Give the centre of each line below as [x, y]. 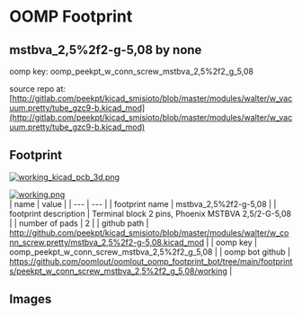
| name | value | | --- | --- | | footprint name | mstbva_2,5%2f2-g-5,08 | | [143, 203]
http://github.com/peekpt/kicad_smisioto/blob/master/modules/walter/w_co [149, 232]
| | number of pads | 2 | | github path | [79, 223]
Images [31, 299]
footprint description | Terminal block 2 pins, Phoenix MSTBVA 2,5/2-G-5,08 [151, 213]
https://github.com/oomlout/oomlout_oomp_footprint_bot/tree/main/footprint [151, 261]
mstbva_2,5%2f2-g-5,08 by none [106, 50]
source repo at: [37, 89]
